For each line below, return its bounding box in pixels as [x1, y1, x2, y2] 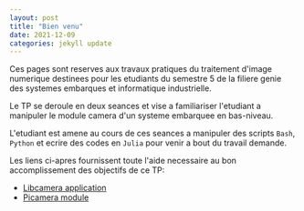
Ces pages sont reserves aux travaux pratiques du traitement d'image [9, 64, 272, 75]
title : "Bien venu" [9, 22, 84, 31]
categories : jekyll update [9, 38, 112, 48]
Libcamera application [22, 183, 107, 194]
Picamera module [22, 192, 89, 203]
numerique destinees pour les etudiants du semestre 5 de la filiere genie [9, 74, 282, 85]
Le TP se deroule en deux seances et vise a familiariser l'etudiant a [9, 101, 262, 112]
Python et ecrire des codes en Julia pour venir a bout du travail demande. [9, 137, 288, 148]
